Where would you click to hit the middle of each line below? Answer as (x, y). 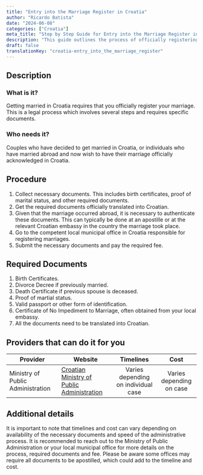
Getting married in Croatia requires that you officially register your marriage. (101, 106)
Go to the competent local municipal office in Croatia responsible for (100, 232)
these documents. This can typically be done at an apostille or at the (100, 219)
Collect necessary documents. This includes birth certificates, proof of (103, 194)
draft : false (23, 46)
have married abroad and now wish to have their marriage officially (90, 154)
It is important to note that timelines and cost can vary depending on (92, 428)
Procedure (27, 180)
